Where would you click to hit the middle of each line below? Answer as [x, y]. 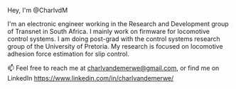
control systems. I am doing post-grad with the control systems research [114, 39]
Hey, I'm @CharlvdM [38, 10]
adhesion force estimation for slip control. [68, 54]
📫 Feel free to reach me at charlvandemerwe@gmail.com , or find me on [113, 68]
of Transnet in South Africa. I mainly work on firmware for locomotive [108, 31]
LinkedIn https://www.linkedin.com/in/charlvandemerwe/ [91, 78]
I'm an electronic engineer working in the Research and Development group [118, 24]
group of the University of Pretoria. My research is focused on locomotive [115, 46]
